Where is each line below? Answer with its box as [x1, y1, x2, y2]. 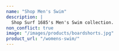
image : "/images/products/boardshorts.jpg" [6, 30, 114, 36]
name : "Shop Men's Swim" [6, 8, 67, 15]
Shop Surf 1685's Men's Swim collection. [11, 19, 114, 25]
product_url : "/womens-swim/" [6, 36, 80, 42]
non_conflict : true [6, 25, 54, 31]
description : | [6, 14, 43, 20]
